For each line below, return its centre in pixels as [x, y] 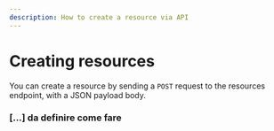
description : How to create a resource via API [99, 17]
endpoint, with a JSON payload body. [78, 95]
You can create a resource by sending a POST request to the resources [137, 86]
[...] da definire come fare [65, 118]
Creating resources [82, 61]
